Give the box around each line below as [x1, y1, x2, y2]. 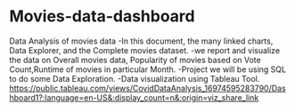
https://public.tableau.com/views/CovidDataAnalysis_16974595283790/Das [9, 83, 287, 93]
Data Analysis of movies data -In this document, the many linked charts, [9, 36, 274, 46]
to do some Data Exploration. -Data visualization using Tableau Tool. [9, 73, 260, 84]
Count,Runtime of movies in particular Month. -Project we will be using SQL [9, 64, 287, 75]
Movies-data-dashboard [9, 6, 195, 27]
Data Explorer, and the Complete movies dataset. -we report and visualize [9, 44, 281, 55]
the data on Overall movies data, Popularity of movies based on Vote [9, 54, 261, 65]
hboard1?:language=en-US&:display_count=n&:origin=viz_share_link [9, 92, 259, 103]
